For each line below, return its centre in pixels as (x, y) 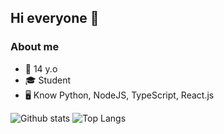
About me (35, 47)
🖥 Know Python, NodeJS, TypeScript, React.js (119, 95)
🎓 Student (47, 80)
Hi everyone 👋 (55, 18)
